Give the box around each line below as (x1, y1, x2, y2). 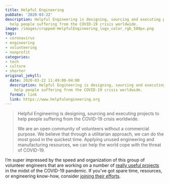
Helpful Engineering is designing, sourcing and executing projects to (17, 111, 159, 117)
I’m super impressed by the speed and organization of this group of (5, 157, 145, 163)
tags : (5, 31, 17, 36)
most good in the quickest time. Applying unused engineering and (17, 136, 154, 143)
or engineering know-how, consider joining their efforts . (5, 173, 121, 179)
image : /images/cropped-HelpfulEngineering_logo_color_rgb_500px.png (5, 26, 154, 31)
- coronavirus (5, 36, 35, 41)
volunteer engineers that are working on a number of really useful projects (5, 162, 159, 168)
